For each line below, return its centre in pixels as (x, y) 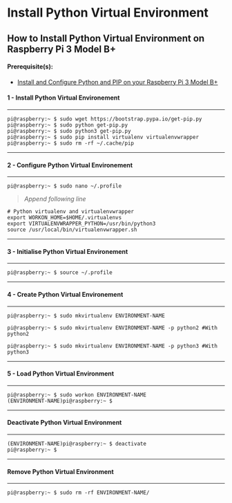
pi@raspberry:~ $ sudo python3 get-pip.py (69, 131)
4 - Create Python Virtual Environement (65, 294)
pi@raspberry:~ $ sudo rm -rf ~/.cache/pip (71, 143)
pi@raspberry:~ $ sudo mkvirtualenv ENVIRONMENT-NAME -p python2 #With (112, 328)
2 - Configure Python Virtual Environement (70, 165)
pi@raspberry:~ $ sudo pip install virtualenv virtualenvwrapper (103, 137)
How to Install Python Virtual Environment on (106, 38)
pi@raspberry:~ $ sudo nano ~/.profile (65, 186)
